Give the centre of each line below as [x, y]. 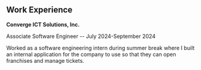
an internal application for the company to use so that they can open [91, 54]
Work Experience [40, 10]
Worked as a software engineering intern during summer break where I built [101, 48]
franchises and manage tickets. [45, 60]
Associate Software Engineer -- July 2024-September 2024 [81, 36]
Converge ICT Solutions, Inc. [43, 24]
